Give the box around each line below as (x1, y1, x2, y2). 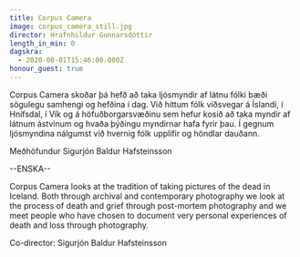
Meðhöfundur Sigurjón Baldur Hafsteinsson (9, 145, 172, 156)
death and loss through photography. (9, 220, 149, 231)
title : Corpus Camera (9, 13, 92, 23)
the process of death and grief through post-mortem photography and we (9, 200, 287, 211)
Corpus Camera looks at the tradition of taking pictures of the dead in (9, 180, 271, 191)
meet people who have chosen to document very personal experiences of (9, 210, 287, 221)
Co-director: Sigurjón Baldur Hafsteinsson (9, 237, 167, 248)
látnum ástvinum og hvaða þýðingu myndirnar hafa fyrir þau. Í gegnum (9, 118, 274, 128)
